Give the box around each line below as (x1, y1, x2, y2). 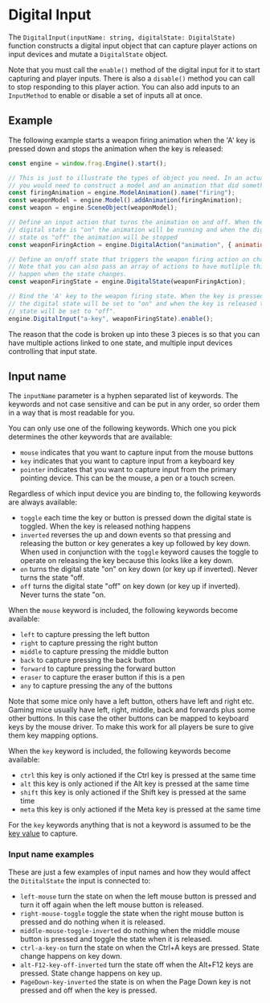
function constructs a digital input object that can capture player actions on (8, 40, 257, 50)
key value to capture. (8, 828, 78, 838)
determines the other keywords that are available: (8, 432, 173, 442)
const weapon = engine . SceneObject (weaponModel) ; (8, 203, 178, 212)
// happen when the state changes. (8, 270, 128, 278)
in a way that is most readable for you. (8, 408, 135, 417)
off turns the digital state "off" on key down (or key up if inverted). (19, 582, 241, 591)
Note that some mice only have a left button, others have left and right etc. (8, 697, 255, 706)
